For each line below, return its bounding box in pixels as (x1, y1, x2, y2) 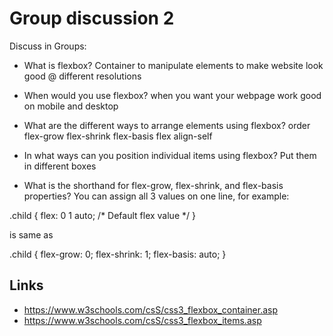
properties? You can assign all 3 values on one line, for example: (23, 190, 290, 202)
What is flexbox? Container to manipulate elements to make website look (23, 59, 324, 71)
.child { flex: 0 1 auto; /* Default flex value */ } (9, 209, 196, 221)
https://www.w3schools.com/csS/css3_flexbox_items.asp (23, 314, 262, 326)
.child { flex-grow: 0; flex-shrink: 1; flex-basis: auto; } (9, 248, 227, 260)
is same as (9, 228, 54, 241)
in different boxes (23, 160, 97, 172)
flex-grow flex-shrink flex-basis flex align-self (23, 130, 213, 142)
